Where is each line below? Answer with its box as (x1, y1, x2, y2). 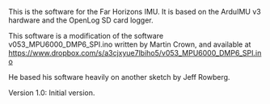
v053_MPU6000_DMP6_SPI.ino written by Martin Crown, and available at (8, 40, 251, 49)
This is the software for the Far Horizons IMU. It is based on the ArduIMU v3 (8, 7, 261, 16)
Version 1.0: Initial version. (8, 88, 95, 98)
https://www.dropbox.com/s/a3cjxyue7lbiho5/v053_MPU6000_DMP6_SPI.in (8, 48, 262, 57)
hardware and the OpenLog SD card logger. (8, 15, 154, 25)
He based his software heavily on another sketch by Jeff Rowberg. (8, 73, 230, 81)
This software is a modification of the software (8, 31, 164, 40)
